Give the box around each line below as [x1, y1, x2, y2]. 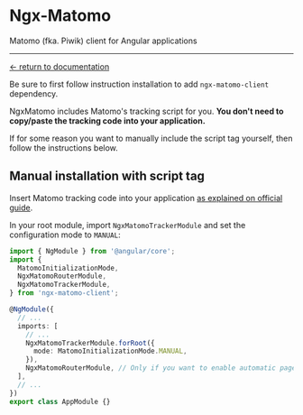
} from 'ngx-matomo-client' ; [9, 289, 119, 298]
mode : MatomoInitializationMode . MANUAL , [32, 346, 188, 356]
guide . [9, 202, 33, 213]
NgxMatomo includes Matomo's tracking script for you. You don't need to [9, 106, 284, 116]
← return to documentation [9, 60, 110, 72]
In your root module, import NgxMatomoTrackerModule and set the [9, 219, 246, 230]
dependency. [9, 88, 59, 99]
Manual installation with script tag [9, 169, 206, 184]
